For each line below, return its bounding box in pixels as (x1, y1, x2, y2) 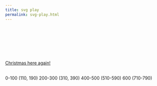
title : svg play (5, 7, 39, 13)
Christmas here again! (5, 60, 51, 66)
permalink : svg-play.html (5, 12, 59, 17)
